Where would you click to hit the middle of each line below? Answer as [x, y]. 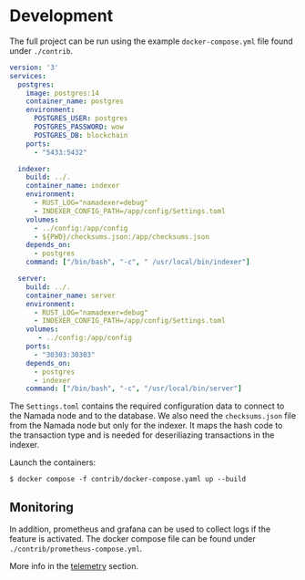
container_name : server [71, 295]
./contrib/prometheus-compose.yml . [76, 549]
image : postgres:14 [63, 93]
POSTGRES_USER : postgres [81, 119]
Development [61, 16]
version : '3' [34, 67]
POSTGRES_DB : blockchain [81, 135]
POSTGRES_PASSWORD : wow [79, 127]
